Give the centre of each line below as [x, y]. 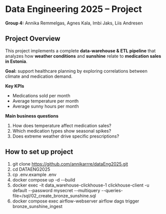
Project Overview [33, 39]
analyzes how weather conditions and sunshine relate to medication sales [83, 56]
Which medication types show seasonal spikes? [62, 131]
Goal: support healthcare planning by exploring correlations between [76, 71]
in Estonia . [16, 61]
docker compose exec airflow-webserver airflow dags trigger [76, 201]
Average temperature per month [45, 101]
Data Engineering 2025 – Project [73, 9]
